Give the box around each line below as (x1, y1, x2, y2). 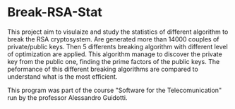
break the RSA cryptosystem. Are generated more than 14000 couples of (7, 34, 220, 43)
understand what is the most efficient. (7, 72, 118, 81)
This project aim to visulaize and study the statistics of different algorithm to (7, 27, 229, 36)
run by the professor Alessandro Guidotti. (7, 93, 128, 102)
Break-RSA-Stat (7, 4, 102, 20)
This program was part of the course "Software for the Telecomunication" (7, 86, 222, 94)
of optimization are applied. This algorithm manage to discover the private (7, 50, 222, 58)
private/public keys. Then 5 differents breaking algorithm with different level (7, 42, 228, 51)
